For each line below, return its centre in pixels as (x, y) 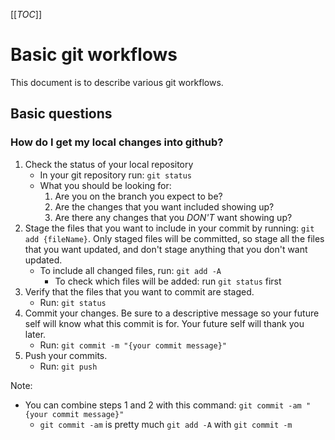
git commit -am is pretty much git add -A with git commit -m (166, 424)
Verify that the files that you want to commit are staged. (139, 291)
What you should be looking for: (105, 185)
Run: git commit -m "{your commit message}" (133, 345)
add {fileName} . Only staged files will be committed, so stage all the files (174, 238)
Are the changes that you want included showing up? (164, 206)
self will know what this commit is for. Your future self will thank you (164, 323)
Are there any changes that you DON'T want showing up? (173, 217)
